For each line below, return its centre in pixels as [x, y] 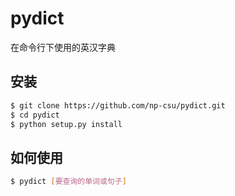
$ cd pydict [35, 115]
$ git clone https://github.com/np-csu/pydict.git [118, 105]
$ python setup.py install [66, 124]
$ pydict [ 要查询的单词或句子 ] [68, 182]
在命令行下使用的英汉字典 [63, 47]
